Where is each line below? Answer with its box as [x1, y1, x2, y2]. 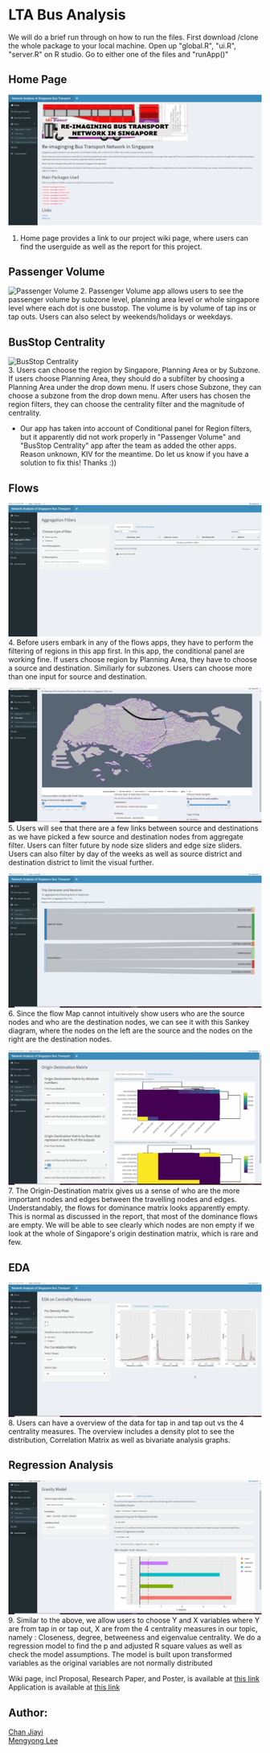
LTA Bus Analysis [8, 6, 126, 24]
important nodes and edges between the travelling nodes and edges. [8, 1195, 237, 1204]
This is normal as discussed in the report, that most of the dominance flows [8, 1212, 259, 1221]
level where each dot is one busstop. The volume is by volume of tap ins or [8, 304, 257, 313]
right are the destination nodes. [8, 1034, 112, 1044]
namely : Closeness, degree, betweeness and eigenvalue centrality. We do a [8, 1633, 261, 1643]
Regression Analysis [8, 1458, 114, 1472]
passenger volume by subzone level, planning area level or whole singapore [8, 295, 260, 305]
